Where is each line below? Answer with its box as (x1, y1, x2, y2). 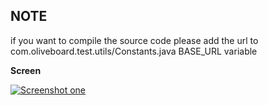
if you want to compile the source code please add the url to (10, 34, 259, 46)
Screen (10, 64, 42, 76)
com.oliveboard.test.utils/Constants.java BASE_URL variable (10, 45, 258, 57)
